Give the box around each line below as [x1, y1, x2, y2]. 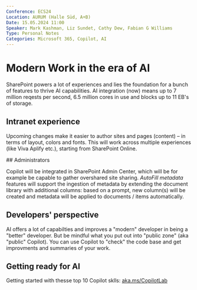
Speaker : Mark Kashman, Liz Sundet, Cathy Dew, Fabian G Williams [6, 25, 173, 31]
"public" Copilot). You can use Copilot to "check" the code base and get [6, 238, 182, 245]
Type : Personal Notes [6, 31, 60, 37]
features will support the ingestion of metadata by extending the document [6, 180, 188, 187]
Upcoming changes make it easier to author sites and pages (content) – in [6, 132, 186, 139]
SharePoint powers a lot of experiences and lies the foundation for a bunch [6, 81, 189, 88]
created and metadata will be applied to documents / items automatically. [6, 193, 184, 200]
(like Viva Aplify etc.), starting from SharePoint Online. [6, 145, 137, 152]
